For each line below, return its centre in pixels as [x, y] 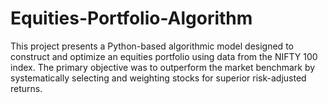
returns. [26, 88]
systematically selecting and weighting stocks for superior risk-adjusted [158, 78]
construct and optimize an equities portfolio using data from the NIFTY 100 [164, 56]
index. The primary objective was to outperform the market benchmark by [163, 67]
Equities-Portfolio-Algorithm [131, 18]
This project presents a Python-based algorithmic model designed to [152, 46]
